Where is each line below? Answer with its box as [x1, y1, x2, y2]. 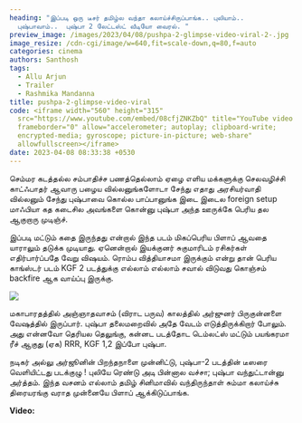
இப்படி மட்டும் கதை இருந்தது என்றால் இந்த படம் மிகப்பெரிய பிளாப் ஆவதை [9, 232, 267, 243]
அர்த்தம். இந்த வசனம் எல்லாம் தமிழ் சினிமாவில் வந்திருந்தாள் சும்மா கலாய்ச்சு [9, 377, 279, 388]
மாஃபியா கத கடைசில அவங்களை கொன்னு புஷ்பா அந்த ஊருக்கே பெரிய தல [9, 203, 269, 214]
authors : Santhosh [9, 55, 79, 64]
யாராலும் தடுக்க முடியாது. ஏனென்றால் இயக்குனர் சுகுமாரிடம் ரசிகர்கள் [9, 242, 247, 253]
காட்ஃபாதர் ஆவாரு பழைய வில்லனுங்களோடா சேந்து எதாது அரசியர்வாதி [9, 183, 261, 194]
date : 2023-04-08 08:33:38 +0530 [9, 148, 136, 157]
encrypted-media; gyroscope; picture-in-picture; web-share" [17, 131, 253, 140]
